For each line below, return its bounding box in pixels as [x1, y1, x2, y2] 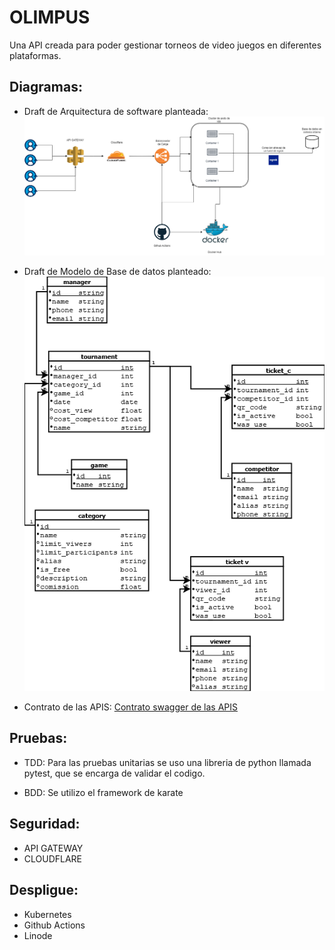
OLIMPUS [9, 6, 91, 29]
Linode [23, 929, 53, 941]
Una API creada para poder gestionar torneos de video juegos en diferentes [9, 39, 322, 51]
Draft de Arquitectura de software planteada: [23, 105, 209, 117]
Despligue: [9, 882, 79, 899]
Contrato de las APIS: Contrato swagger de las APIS [23, 701, 238, 713]
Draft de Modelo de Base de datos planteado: [23, 265, 212, 277]
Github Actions [23, 919, 86, 931]
